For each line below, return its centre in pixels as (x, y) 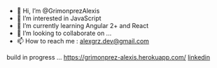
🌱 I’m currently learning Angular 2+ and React (82, 26)
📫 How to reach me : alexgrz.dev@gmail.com (83, 41)
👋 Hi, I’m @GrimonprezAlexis (58, 11)
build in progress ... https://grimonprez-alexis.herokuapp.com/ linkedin (108, 57)
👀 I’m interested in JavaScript (59, 18)
